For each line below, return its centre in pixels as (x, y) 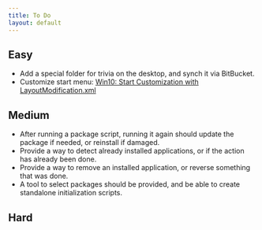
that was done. (44, 176)
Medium (29, 115)
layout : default (35, 23)
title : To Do (30, 15)
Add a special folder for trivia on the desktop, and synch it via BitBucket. (137, 74)
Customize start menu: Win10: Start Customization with (109, 82)
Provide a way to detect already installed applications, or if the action (132, 151)
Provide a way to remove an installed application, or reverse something (135, 168)
